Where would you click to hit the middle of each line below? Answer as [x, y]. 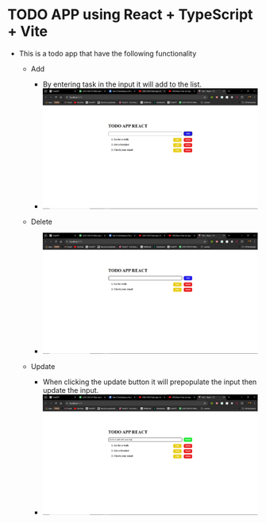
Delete [42, 222]
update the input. [71, 390]
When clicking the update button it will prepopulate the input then [150, 382]
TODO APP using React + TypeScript [130, 15]
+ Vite [28, 31]
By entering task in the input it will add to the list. [122, 84]
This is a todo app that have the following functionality [108, 53]
